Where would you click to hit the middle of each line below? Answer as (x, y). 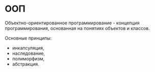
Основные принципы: (28, 38)
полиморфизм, (28, 58)
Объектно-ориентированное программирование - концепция (72, 23)
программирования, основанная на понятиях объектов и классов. (77, 28)
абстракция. (25, 64)
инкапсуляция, (28, 48)
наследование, (29, 53)
